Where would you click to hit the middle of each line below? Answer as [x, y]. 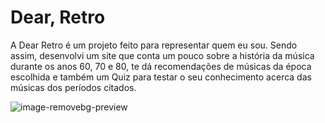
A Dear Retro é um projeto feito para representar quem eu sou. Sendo [154, 45]
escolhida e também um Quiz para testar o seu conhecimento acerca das [161, 77]
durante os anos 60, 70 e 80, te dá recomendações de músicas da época [161, 66]
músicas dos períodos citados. [73, 87]
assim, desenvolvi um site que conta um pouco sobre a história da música [162, 55]
